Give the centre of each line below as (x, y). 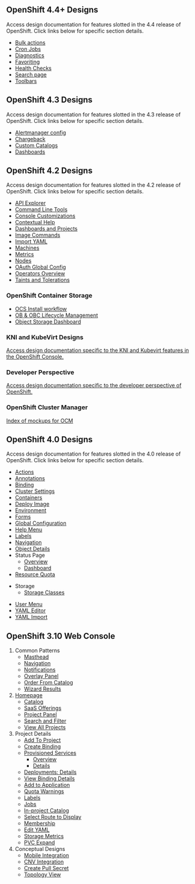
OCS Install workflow (41, 309)
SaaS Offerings (43, 708)
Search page (31, 74)
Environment (31, 510)
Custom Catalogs (36, 145)
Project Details (33, 734)
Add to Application (47, 785)
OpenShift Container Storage (49, 296)
